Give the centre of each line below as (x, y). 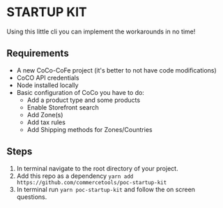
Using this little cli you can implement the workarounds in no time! (101, 31)
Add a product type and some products (84, 100)
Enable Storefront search (63, 107)
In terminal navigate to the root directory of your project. (97, 168)
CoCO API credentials (48, 77)
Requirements (38, 53)
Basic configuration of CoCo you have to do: (80, 92)
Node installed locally (47, 85)
